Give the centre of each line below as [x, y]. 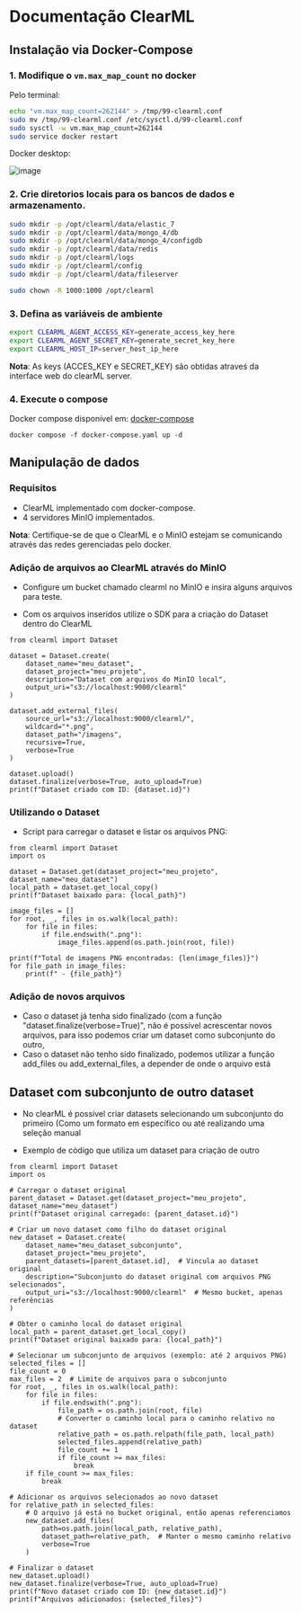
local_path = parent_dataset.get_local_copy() [98, 1332]
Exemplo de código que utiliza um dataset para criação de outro [141, 1150]
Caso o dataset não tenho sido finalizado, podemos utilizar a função [149, 1055]
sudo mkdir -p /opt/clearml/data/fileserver [94, 274]
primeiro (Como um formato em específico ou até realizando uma [143, 1123]
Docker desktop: [40, 154]
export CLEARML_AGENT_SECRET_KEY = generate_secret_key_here [122, 340]
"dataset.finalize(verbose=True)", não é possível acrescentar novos [147, 1026]
